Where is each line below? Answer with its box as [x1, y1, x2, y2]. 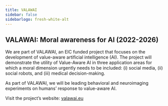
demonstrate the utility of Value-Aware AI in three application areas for [5, 60, 152, 66]
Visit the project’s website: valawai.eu [5, 95, 83, 101]
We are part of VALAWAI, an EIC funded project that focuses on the [5, 49, 146, 55]
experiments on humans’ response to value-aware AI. [5, 85, 117, 91]
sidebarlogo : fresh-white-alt [5, 17, 69, 22]
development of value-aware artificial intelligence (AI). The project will [5, 54, 152, 61]
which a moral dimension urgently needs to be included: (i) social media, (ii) [5, 65, 163, 71]
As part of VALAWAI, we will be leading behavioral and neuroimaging [5, 80, 149, 86]
